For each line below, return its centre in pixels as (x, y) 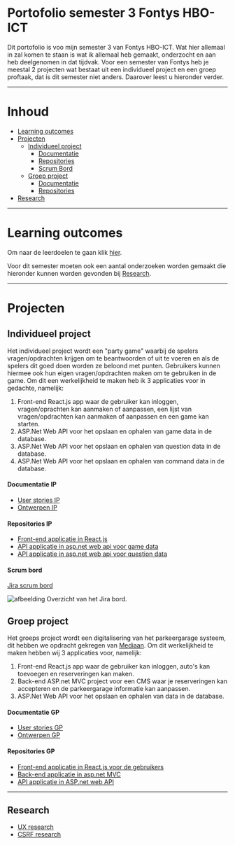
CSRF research (39, 834)
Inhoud (28, 112)
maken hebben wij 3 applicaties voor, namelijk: (74, 653)
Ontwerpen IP (37, 508)
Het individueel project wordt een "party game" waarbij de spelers (103, 351)
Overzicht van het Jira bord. (87, 599)
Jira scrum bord (30, 585)
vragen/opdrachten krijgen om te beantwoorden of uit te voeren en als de (113, 358)
